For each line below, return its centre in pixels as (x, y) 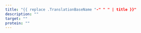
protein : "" (17, 23)
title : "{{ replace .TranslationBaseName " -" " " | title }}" (71, 9)
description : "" (22, 14)
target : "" (16, 18)
